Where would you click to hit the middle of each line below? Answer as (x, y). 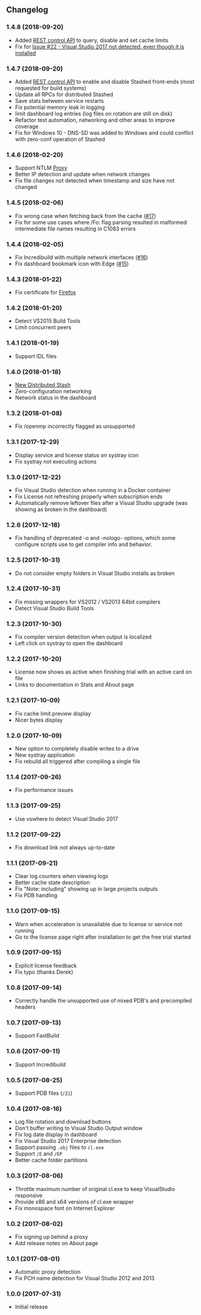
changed (26, 187)
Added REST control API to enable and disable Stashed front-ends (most (105, 81)
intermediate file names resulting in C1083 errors (75, 229)
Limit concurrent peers (43, 327)
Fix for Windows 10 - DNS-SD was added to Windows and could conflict (104, 132)
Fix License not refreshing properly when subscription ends (89, 497)
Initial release (31, 1307)
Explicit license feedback (46, 965)
